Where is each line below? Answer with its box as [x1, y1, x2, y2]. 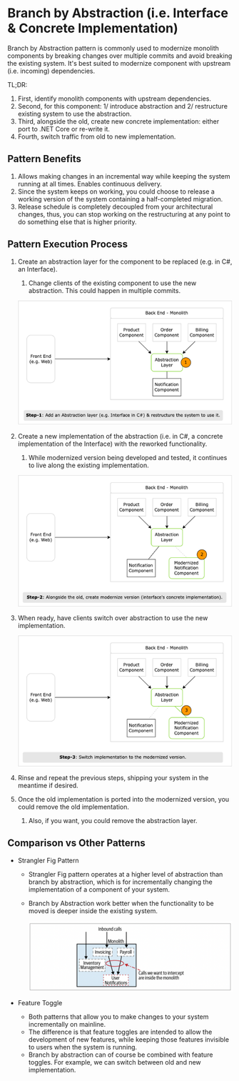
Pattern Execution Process [7, 238, 128, 251]
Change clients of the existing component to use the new [28, 279, 197, 287]
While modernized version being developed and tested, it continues [28, 454, 228, 462]
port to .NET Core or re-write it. [17, 124, 111, 133]
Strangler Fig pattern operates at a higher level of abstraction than [28, 870, 223, 878]
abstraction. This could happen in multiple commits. [28, 286, 180, 294]
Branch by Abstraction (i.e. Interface [7, 5, 228, 21]
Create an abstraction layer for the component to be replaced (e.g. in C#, [17, 257, 233, 266]
